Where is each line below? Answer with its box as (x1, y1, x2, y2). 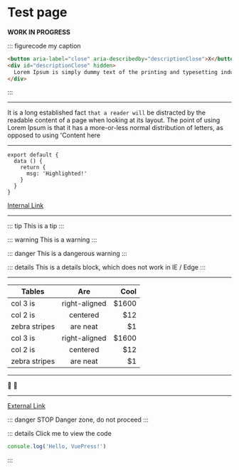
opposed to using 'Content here (7, 131, 101, 139)
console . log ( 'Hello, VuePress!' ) (7, 443, 107, 450)
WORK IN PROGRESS (7, 28, 71, 36)
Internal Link (7, 201, 44, 210)
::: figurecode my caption (7, 41, 81, 50)
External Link (7, 402, 46, 410)
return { (20, 164, 46, 171)
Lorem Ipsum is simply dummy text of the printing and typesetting (14, 68, 218, 75)
